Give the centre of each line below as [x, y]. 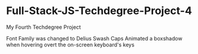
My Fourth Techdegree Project [44, 27]
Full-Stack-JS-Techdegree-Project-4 [99, 11]
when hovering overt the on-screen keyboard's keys [70, 45]
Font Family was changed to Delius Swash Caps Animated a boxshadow [94, 38]
